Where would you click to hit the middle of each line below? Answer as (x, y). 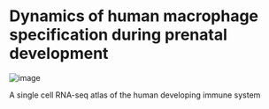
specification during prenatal (119, 35)
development (59, 54)
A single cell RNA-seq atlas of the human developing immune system (135, 95)
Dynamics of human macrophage (134, 16)
